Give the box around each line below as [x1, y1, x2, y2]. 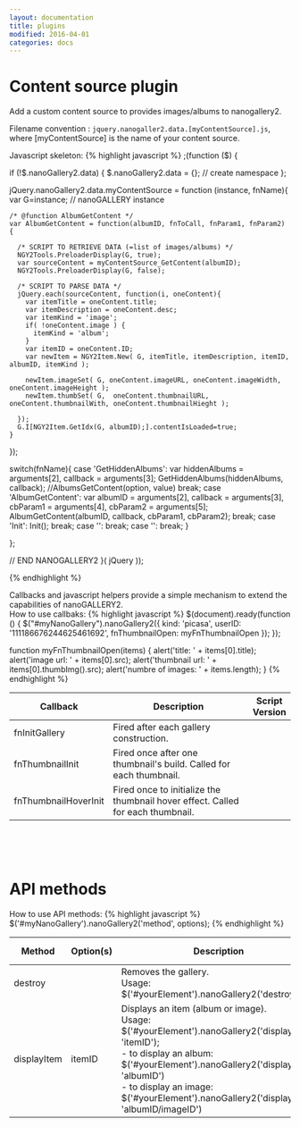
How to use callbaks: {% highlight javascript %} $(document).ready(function [9, 609, 291, 619]
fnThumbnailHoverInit [13, 795, 104, 807]
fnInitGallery [13, 727, 65, 739]
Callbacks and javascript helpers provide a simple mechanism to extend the [9, 590, 287, 601]
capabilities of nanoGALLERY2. [9, 600, 123, 610]
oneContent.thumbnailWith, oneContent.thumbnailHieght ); [9, 399, 229, 408]
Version [252, 706, 287, 719]
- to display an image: [121, 1081, 213, 1093]
